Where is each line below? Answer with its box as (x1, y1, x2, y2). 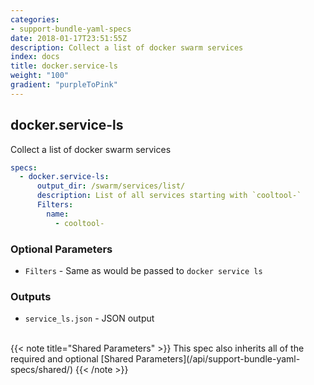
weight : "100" (10, 71, 70, 81)
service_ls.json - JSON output (24, 312, 155, 325)
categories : (10, 14, 60, 25)
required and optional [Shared (10, 353, 134, 365)
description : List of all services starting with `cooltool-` (36, 191, 302, 201)
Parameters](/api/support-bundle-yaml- (135, 353, 301, 365)
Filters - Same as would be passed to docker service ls (24, 264, 263, 276)
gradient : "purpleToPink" (10, 80, 118, 90)
